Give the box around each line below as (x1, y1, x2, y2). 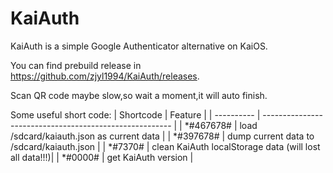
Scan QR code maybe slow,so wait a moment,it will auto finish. (10, 89, 268, 101)
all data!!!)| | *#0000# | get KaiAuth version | (10, 151, 194, 163)
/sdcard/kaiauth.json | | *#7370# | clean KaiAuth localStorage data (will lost (10, 140, 321, 152)
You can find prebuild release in (10, 59, 142, 71)
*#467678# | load (184, 119, 258, 131)
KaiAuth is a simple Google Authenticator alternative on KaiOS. (10, 40, 268, 52)
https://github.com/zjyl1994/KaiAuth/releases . (10, 70, 200, 82)
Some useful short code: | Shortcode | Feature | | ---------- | (10, 108, 261, 121)
